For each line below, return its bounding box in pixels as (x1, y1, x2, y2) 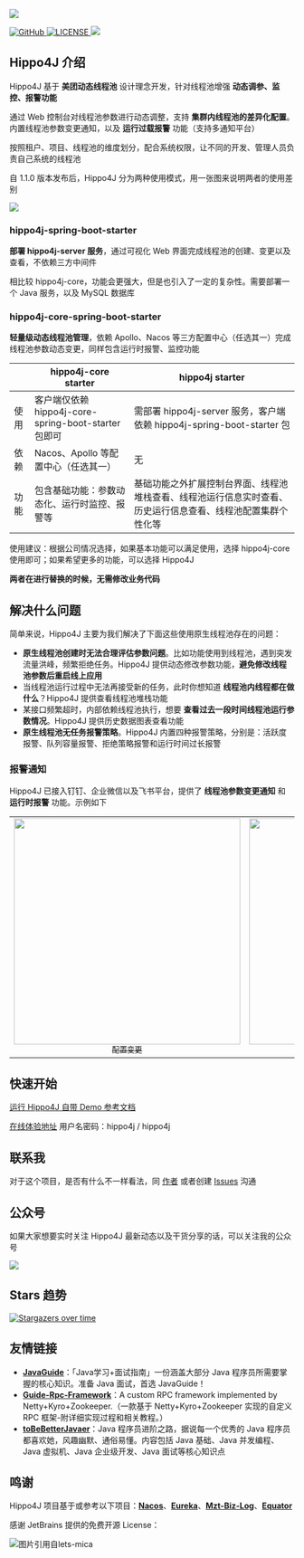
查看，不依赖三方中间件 (9, 257, 97, 268)
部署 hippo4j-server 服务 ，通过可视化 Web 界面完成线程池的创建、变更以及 (9, 245, 291, 257)
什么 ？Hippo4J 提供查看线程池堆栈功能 (22, 693, 169, 704)
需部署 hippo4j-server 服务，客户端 (134, 405, 287, 418)
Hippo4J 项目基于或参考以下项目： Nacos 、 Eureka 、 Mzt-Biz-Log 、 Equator (9, 1500, 292, 1511)
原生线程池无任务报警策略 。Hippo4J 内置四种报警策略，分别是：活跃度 (22, 727, 288, 737)
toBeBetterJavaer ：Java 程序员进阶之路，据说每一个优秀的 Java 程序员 (22, 1423, 291, 1434)
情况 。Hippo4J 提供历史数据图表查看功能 (30, 716, 185, 727)
